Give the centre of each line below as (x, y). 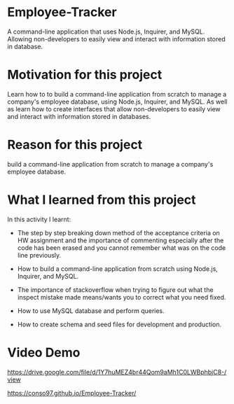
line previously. (39, 255)
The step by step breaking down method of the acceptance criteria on (119, 232)
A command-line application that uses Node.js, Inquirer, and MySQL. (106, 32)
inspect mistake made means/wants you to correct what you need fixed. (122, 297)
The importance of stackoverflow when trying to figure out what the (115, 290)
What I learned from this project (102, 200)
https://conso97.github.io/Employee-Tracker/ (72, 393)
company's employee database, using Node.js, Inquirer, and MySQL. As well (117, 102)
